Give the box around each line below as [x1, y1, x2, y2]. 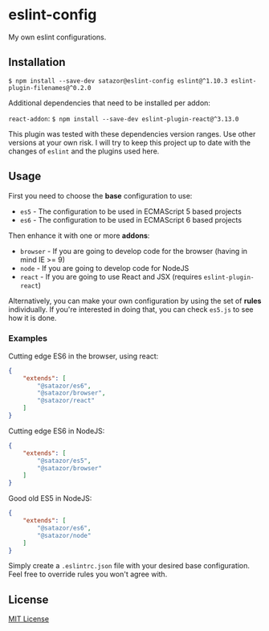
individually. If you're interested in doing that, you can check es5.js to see [8, 304, 255, 314]
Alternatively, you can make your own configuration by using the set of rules [8, 296, 262, 305]
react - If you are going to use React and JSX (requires [19, 272, 202, 281]
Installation [8, 55, 66, 69]
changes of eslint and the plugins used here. [8, 146, 160, 156]
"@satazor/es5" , [37, 457, 92, 465]
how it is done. [8, 313, 57, 322]
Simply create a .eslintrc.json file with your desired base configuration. [8, 561, 251, 571]
